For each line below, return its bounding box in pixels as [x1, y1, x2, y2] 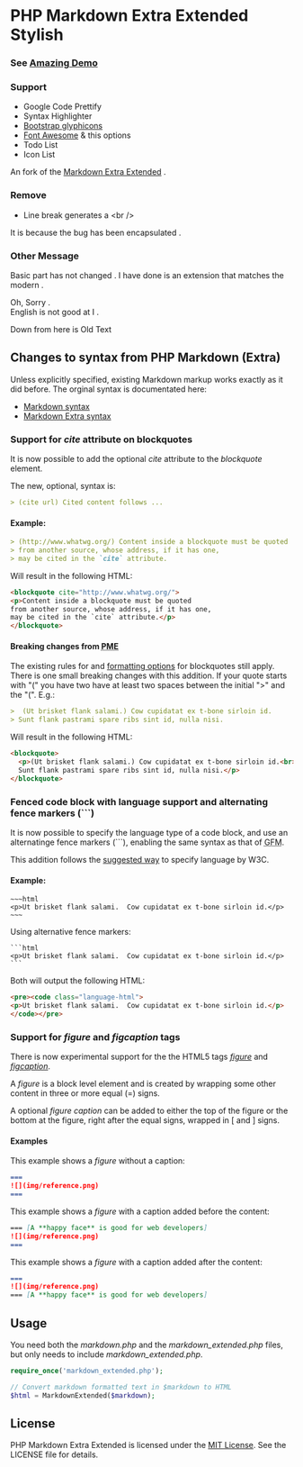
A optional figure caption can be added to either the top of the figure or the [10, 1105, 289, 1117]
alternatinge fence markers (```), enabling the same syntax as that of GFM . [10, 837, 285, 847]
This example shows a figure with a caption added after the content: [10, 1256, 263, 1267]
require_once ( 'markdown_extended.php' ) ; [10, 1366, 165, 1375]
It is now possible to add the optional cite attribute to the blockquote [10, 454, 263, 465]
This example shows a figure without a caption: [10, 1155, 185, 1166]
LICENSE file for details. [10, 1449, 99, 1460]
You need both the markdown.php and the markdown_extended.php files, [10, 1339, 284, 1350]
